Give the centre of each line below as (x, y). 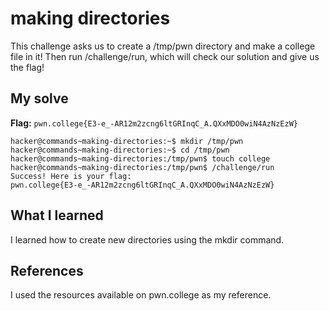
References (47, 270)
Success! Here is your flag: (71, 176)
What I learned (57, 215)
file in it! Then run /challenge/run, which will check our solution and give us (165, 56)
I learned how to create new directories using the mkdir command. (147, 239)
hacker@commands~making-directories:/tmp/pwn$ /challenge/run (142, 167)
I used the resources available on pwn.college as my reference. (141, 295)
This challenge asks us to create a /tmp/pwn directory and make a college (163, 46)
